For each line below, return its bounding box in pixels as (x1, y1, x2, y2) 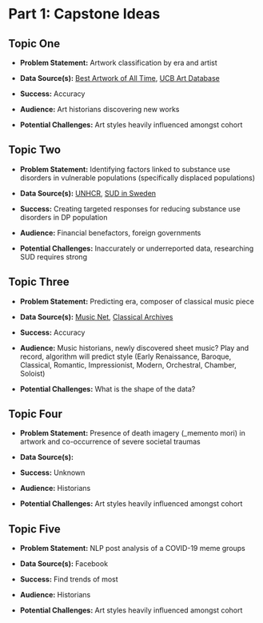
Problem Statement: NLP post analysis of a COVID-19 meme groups (19, 544, 246, 553)
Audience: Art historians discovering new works (19, 105, 180, 114)
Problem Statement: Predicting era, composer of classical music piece (19, 296, 254, 306)
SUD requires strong (19, 251, 88, 261)
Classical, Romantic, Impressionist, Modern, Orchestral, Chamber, (19, 360, 237, 369)
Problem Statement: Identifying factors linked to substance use (19, 164, 230, 174)
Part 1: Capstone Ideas (8, 5, 161, 23)
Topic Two (8, 143, 62, 157)
